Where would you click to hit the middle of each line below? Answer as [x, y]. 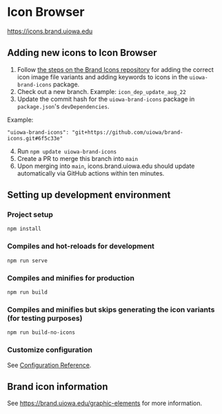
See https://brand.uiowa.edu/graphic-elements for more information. [104, 403]
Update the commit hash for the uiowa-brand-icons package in [106, 99]
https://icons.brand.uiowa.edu [50, 31]
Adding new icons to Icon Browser [82, 53]
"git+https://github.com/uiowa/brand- [128, 132]
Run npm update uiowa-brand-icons [67, 151]
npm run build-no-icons [41, 332]
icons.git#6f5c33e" [35, 138]
